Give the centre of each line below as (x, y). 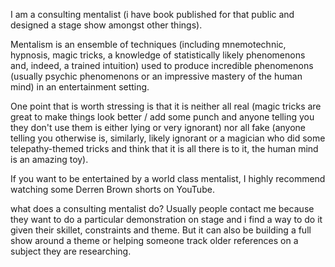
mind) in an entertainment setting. (80, 87)
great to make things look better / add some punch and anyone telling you (162, 117)
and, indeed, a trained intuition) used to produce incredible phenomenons (162, 65)
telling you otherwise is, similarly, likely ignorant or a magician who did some (168, 138)
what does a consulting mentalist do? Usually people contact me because (162, 208)
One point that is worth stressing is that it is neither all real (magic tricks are (166, 106)
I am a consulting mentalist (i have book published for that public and (152, 14)
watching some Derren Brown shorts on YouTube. (112, 189)
